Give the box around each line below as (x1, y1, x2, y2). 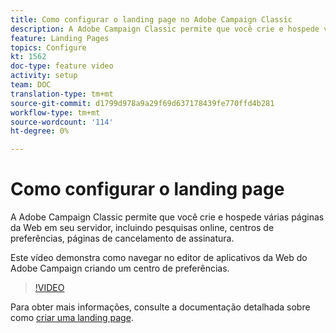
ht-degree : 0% (10, 126, 70, 136)
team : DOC (10, 80, 52, 90)
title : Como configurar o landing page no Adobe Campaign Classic (10, 14, 293, 25)
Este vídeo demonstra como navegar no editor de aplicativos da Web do (10, 252, 308, 264)
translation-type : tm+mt (10, 89, 114, 99)
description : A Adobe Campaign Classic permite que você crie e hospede (10, 24, 320, 34)
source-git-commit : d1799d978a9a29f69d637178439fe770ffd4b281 (10, 98, 275, 108)
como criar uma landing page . (10, 312, 134, 324)
